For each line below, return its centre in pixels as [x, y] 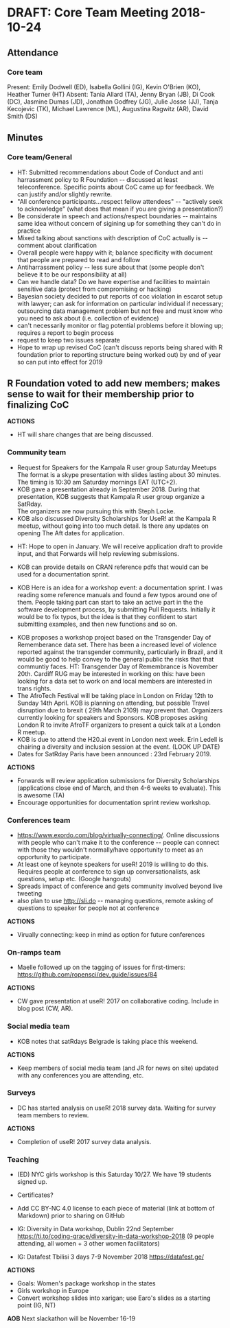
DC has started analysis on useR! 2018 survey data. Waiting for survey [116, 1108]
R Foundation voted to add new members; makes [114, 383]
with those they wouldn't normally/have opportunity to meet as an [110, 850]
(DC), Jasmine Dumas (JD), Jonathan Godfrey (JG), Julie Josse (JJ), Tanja [113, 102]
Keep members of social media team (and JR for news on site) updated [117, 1068]
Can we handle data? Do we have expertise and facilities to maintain [114, 281]
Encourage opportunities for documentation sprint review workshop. [114, 802]
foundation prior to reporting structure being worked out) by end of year [119, 354]
